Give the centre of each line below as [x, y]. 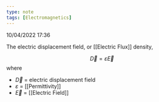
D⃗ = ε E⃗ [102, 58]
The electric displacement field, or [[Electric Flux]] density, [80, 47]
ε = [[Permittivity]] [38, 86]
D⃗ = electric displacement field [55, 80]
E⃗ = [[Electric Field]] [42, 92]
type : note [20, 12]
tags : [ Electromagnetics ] [39, 18]
